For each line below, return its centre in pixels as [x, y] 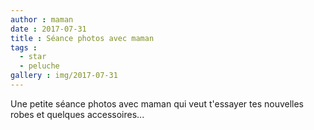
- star [33, 57]
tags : [24, 47]
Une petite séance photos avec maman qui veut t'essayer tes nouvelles [157, 103]
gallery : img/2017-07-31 [64, 76]
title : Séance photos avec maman [82, 38]
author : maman [42, 19]
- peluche [39, 66]
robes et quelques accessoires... [77, 114]
